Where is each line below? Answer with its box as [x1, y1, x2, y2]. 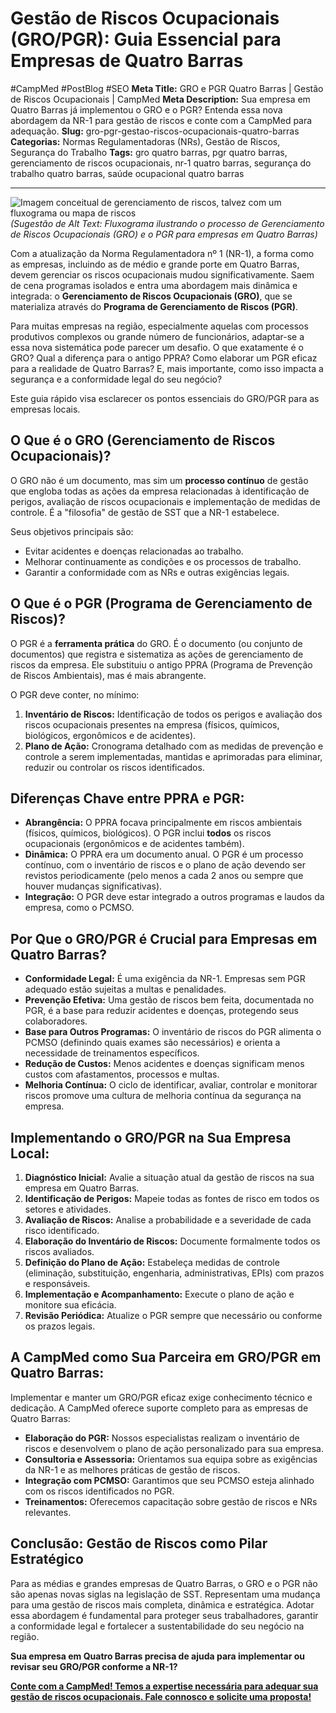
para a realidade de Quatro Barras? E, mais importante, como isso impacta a [10, 362, 324, 374]
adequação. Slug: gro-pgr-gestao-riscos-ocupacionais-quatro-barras [10, 125, 300, 137]
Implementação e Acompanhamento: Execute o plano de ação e [24, 1288, 295, 1300]
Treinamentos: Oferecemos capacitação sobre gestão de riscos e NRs [24, 1495, 318, 1507]
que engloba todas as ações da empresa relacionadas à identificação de [10, 485, 310, 497]
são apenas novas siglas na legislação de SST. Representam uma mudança [10, 1588, 321, 1600]
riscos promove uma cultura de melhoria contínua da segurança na [24, 1090, 302, 1102]
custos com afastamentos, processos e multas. [24, 1068, 220, 1081]
